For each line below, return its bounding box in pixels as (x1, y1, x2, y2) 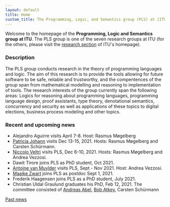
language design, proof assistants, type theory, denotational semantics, (5, 98, 155, 104)
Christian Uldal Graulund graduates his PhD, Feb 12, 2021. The (12, 181, 143, 187)
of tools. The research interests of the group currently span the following (5, 87, 157, 93)
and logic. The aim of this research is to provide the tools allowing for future (5, 71, 163, 77)
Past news (5, 196, 27, 202)
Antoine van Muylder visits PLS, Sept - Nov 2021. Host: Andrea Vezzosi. (12, 165, 163, 171)
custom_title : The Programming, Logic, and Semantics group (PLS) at (5, 17, 155, 22)
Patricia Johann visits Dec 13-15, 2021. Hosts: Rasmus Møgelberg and (12, 138, 158, 144)
